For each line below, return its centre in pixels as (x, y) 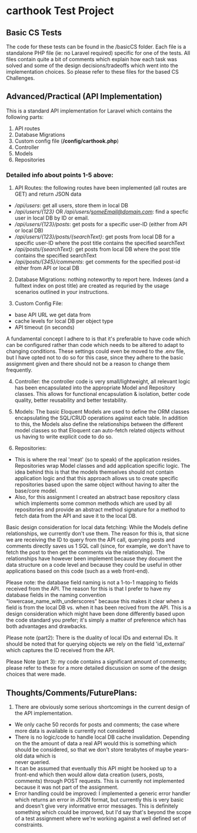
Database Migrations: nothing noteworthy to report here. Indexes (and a (101, 280)
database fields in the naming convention (56, 595)
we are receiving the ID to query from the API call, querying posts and (91, 540)
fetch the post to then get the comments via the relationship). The (86, 553)
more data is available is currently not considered (74, 730)
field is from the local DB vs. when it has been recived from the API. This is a (98, 607)
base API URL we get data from (53, 315)
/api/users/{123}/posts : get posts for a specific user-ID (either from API (101, 224)
